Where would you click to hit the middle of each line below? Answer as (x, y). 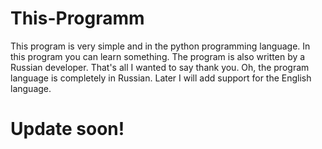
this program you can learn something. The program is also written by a (158, 56)
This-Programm (77, 18)
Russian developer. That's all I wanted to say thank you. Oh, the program (160, 67)
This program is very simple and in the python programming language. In (160, 46)
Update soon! (67, 129)
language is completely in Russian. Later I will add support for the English (161, 78)
